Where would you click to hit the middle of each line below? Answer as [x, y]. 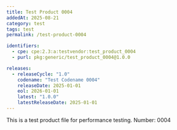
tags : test [20, 29]
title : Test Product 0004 [39, 12]
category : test [26, 23]
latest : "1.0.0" [38, 97]
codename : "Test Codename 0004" [59, 80]
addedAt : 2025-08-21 [33, 18]
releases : [19, 68]
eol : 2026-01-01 [38, 91]
